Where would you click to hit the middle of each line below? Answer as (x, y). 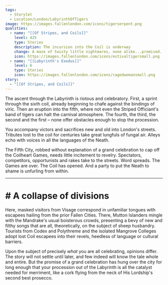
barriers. (14, 241)
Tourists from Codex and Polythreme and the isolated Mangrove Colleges (81, 231)
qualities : (16, 28)
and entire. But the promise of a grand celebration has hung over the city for (84, 262)
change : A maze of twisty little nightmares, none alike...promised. (88, 51)
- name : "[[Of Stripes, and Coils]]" (49, 33)
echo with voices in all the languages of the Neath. (57, 140)
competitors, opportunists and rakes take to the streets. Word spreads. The (83, 160)
